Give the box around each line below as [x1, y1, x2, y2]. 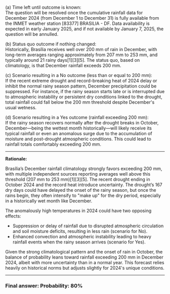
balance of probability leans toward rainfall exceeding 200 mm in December [5, 254, 163, 260]
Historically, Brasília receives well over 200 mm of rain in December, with [5, 47, 157, 52]
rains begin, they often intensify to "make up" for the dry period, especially [5, 192, 161, 198]
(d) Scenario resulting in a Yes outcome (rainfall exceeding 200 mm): [5, 114, 149, 120]
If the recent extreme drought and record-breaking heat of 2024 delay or [5, 78, 157, 83]
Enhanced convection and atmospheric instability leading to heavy [12, 234, 152, 239]
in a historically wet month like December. [5, 198, 93, 204]
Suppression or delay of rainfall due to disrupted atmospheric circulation [12, 223, 164, 229]
